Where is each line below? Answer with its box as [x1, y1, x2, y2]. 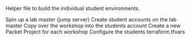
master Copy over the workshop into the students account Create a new [5, 23, 181, 29]
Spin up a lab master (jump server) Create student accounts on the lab [5, 16, 177, 23]
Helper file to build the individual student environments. [5, 5, 140, 12]
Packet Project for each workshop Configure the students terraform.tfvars [5, 28, 185, 35]
